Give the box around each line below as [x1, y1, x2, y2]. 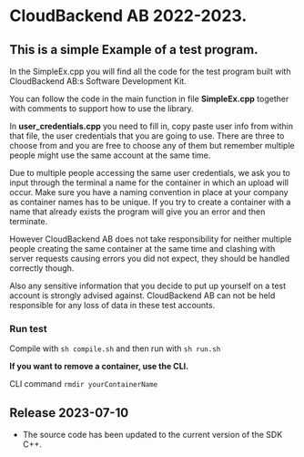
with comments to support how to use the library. [9, 103, 194, 114]
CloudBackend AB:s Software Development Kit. [9, 76, 187, 87]
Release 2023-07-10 [9, 405, 129, 421]
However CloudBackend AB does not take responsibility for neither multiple [9, 234, 292, 244]
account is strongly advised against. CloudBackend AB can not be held [9, 290, 276, 301]
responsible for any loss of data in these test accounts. [9, 300, 216, 310]
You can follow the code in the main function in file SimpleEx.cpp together [9, 93, 289, 104]
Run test [9, 322, 47, 335]
